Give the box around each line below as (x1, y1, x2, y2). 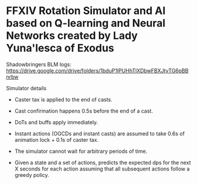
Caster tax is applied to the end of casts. (14, 96, 113, 103)
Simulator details (6, 84, 47, 91)
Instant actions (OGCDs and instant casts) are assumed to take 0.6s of (14, 130, 185, 137)
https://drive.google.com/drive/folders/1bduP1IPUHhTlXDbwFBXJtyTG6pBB (6, 67, 189, 74)
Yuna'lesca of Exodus (6, 42, 114, 55)
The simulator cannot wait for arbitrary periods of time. (14, 148, 148, 155)
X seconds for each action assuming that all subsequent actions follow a (14, 165, 190, 172)
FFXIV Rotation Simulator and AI (6, 4, 166, 18)
